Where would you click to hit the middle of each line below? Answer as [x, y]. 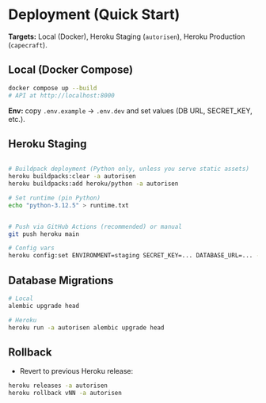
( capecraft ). [28, 44]
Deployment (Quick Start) [94, 15]
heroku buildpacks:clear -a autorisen [72, 177]
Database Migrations [61, 280]
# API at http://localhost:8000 [61, 95]
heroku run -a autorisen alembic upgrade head [86, 327]
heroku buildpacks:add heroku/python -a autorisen [93, 184]
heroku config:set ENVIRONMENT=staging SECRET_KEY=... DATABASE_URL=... [131, 256]
